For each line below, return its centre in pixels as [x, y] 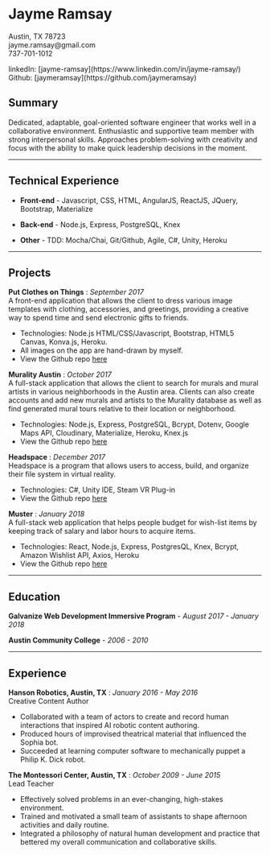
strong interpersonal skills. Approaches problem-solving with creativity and [133, 139]
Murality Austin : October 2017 [60, 374]
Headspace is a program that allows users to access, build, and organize [129, 466]
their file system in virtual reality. [62, 474]
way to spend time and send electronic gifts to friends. [98, 318]
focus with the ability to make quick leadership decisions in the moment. [128, 148]
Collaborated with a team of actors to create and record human [124, 717]
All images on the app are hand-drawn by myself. [101, 350]
